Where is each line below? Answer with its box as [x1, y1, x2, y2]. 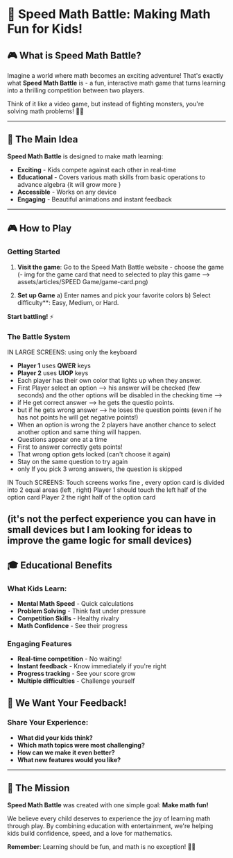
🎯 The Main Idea [7, 133, 78, 145]
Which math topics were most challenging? [17, 741, 146, 749]
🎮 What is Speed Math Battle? [7, 49, 142, 61]
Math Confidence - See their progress [17, 621, 128, 629]
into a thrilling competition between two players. [7, 86, 145, 94]
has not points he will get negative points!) [17, 413, 139, 421]
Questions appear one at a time [17, 435, 107, 443]
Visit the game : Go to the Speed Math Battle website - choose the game [17, 263, 224, 271]
